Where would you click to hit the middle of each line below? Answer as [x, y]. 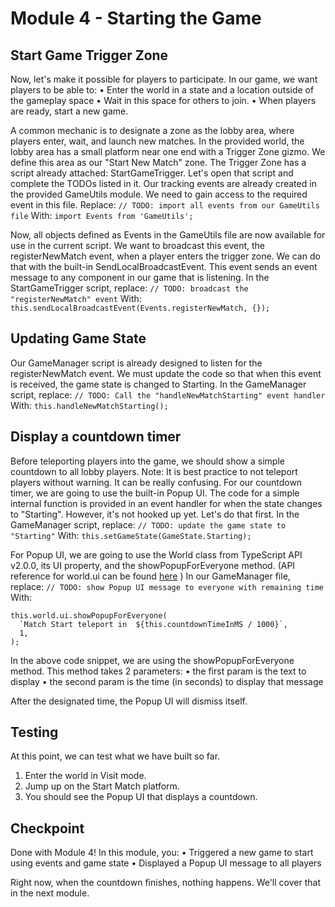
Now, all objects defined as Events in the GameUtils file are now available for [168, 235]
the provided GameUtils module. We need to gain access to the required [159, 194]
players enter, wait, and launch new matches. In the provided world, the [157, 141]
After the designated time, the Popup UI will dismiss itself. [129, 701]
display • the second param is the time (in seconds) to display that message [167, 681]
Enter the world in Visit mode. [85, 776]
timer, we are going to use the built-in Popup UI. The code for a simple [155, 493]
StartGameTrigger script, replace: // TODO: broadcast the [129, 288]
